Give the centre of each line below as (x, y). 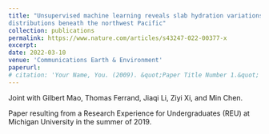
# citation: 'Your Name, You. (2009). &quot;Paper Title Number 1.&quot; (134, 75)
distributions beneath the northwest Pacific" (87, 23)
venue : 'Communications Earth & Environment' (85, 61)
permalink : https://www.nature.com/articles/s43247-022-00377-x (118, 38)
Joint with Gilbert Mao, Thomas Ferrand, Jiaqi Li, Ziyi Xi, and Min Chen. (126, 97)
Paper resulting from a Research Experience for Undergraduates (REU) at (129, 113)
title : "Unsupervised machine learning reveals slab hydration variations (136, 16)
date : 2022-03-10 (37, 53)
